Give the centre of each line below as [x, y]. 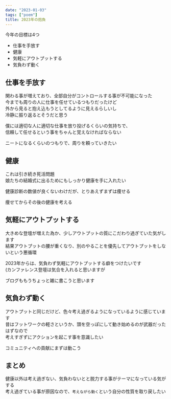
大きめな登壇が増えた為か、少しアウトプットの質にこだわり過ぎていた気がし [86, 233]
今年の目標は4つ [22, 35]
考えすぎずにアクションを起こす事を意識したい [54, 337]
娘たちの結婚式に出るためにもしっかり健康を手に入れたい [66, 180]
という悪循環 [23, 252]
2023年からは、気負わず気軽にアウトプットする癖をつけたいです [74, 263]
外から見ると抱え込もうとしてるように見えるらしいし [61, 108]
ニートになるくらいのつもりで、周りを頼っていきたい [61, 143]
